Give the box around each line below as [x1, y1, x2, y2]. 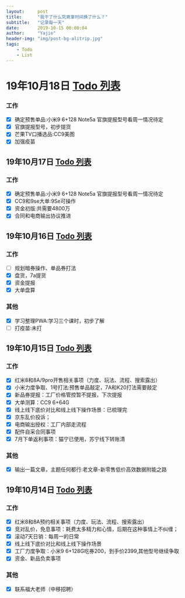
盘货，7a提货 [14, 272, 47, 279]
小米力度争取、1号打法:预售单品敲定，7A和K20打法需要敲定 [14, 384, 158, 391]
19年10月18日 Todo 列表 [6, 79, 121, 93]
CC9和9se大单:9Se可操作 [14, 197, 76, 205]
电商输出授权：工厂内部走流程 [14, 421, 86, 428]
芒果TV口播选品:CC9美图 [14, 131, 75, 138]
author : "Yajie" [6, 30, 57, 36]
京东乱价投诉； [14, 414, 51, 421]
